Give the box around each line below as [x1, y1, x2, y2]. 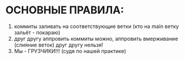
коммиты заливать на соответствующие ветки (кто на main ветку [14, 23, 179, 30]
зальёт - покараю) [14, 29, 60, 36]
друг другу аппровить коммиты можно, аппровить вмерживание [14, 35, 179, 42]
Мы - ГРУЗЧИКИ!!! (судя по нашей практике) [14, 47, 127, 54]
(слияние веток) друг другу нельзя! [14, 41, 103, 48]
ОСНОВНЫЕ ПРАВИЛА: [5, 3, 125, 17]
